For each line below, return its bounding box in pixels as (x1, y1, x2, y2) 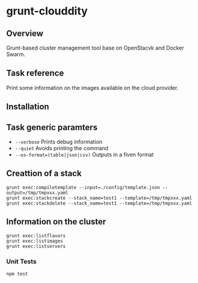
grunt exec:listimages (6, 238, 63, 244)
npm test (6, 270, 28, 277)
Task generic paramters (6, 122, 98, 132)
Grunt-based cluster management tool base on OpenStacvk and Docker (6, 44, 185, 51)
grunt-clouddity (6, 4, 88, 18)
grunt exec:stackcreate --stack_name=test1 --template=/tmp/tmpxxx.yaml (6, 195, 193, 201)
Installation (6, 101, 49, 112)
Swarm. (6, 51, 26, 58)
